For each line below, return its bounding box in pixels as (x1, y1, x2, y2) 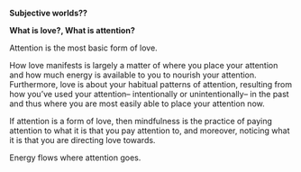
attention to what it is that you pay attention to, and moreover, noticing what (9, 125, 290, 136)
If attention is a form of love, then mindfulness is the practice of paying (9, 116, 273, 126)
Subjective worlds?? (9, 8, 88, 18)
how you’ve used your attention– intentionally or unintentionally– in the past (9, 89, 290, 99)
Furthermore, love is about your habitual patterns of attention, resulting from (9, 79, 293, 89)
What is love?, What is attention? (9, 25, 135, 35)
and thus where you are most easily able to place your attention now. (9, 98, 265, 109)
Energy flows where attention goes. (9, 152, 141, 163)
